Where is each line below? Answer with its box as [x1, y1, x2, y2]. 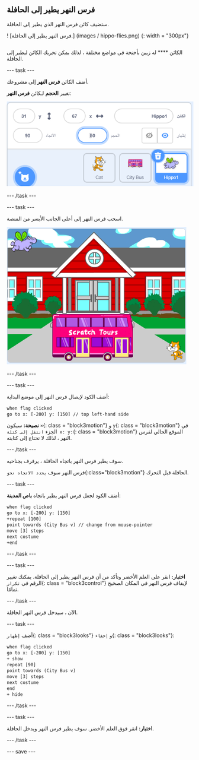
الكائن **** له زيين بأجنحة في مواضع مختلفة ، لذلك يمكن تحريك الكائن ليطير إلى [7, 49, 183, 56]
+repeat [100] [7, 516, 42, 522]
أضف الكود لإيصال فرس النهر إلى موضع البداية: [7, 393, 110, 400]
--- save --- [7, 748, 36, 755]
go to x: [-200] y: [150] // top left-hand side [7, 411, 129, 417]
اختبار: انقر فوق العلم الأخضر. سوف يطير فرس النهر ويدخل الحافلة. [7, 724, 155, 732]
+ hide [7, 691, 23, 697]
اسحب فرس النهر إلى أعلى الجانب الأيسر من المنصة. [7, 215, 123, 222]
